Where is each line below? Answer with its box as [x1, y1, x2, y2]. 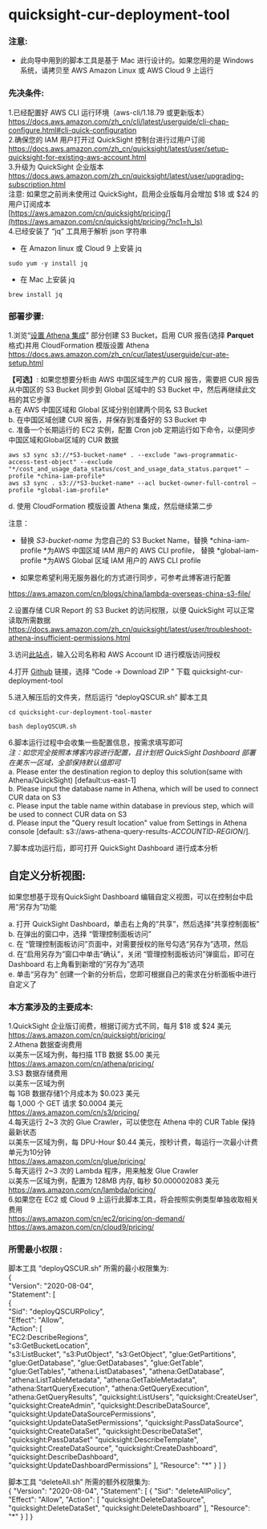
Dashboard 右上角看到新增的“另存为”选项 [8, 959, 144, 968]
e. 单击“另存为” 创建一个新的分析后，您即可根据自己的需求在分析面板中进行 [8, 969, 257, 979]
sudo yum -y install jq [8, 259, 88, 267]
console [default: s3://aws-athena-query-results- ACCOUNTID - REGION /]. [8, 827, 251, 836]
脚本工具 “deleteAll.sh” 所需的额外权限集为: [8, 1478, 151, 1487]
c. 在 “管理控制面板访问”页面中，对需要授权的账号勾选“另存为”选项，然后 [8, 939, 249, 948]
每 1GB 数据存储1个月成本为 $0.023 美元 [8, 1088, 140, 1099]
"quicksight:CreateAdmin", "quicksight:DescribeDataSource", [8, 1401, 210, 1411]
